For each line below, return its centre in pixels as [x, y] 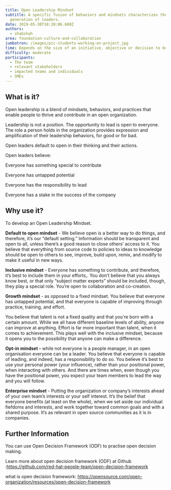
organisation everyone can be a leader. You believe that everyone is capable [85, 354]
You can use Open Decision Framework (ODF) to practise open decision [81, 446]
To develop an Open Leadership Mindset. [49, 223]
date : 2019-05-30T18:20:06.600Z [39, 24]
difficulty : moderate [28, 53]
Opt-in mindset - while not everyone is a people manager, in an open [78, 348]
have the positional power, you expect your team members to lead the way [83, 375]
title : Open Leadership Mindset [39, 10]
